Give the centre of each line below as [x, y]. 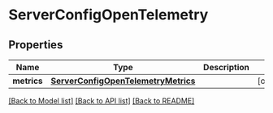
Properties [36, 45]
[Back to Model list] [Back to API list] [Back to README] [102, 101]
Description [226, 67]
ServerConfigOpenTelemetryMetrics [123, 81]
